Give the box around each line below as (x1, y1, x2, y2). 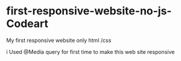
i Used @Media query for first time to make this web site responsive (6, 48, 175, 55)
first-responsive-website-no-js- (6, 4, 172, 18)
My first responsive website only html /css (6, 36, 112, 44)
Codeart (6, 17, 48, 30)
